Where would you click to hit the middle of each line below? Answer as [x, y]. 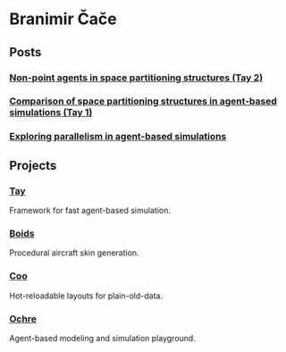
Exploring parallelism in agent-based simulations [118, 137]
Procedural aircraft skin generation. [75, 253]
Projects [33, 165]
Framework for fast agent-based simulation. [90, 211]
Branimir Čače [63, 19]
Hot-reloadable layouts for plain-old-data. [86, 296]
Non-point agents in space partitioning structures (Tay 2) [136, 78]
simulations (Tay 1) [51, 113]
